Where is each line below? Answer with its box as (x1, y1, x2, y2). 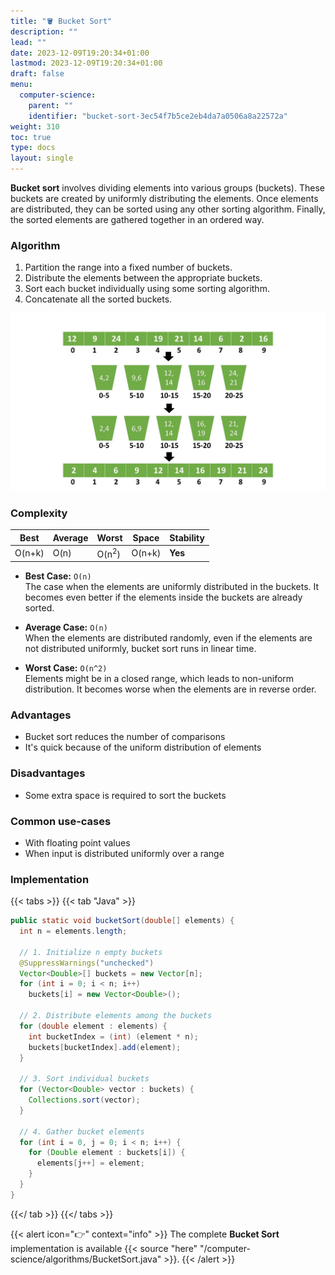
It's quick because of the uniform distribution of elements (24, 741, 262, 754)
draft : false (10, 69, 65, 79)
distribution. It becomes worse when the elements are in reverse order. (24, 683, 317, 695)
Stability (169, 531, 205, 544)
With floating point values (24, 836, 131, 849)
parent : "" (28, 100, 74, 110)
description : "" (10, 26, 78, 37)
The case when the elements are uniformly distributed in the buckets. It (24, 581, 320, 592)
